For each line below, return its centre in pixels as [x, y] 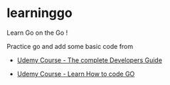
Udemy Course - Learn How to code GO [76, 74]
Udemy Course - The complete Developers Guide [90, 60]
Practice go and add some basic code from [70, 46]
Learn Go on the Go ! [37, 33]
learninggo [39, 13]
